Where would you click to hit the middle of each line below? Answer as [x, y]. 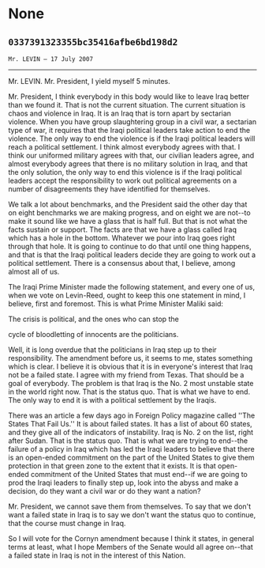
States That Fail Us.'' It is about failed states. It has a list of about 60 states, [130, 424]
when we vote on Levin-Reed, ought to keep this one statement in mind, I [127, 295]
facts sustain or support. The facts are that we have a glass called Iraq [123, 229]
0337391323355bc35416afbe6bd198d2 [93, 42]
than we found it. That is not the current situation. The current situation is [127, 105]
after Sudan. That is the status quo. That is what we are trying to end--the [128, 441]
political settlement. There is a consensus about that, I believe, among [122, 263]
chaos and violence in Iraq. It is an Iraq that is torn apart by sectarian [119, 113]
